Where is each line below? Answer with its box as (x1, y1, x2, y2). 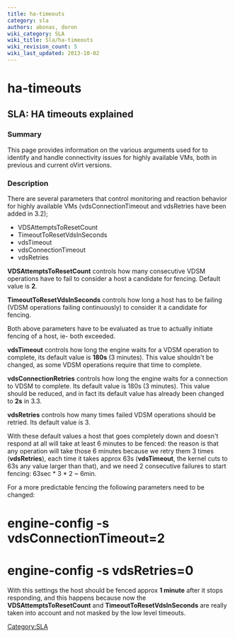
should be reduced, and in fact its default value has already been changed (7, 390, 224, 398)
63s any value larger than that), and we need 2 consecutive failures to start (7, 462, 227, 470)
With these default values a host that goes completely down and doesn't (7, 432, 219, 441)
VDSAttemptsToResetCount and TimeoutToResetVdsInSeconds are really (7, 601, 228, 610)
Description (7, 178, 49, 188)
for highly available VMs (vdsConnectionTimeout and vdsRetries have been (7, 202, 227, 211)
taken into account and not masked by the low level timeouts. (7, 609, 186, 617)
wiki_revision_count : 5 (7, 43, 78, 50)
